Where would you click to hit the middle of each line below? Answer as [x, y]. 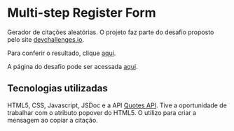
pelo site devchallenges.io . [46, 39]
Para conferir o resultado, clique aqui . [62, 53]
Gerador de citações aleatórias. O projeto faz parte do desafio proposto [111, 32]
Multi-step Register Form [82, 13]
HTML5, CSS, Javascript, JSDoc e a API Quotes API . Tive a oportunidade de [117, 105]
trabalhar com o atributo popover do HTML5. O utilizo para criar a [102, 112]
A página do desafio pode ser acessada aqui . [73, 66]
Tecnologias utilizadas [57, 88]
